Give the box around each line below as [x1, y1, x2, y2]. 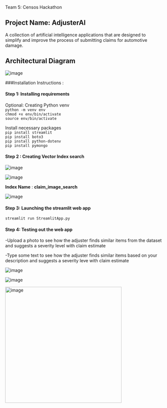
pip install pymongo [5, 143, 48, 148]
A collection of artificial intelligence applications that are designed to [5, 32, 146, 38]
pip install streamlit [5, 130, 52, 135]
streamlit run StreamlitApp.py [5, 216, 70, 221]
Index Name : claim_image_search [5, 184, 78, 190]
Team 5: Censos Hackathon [5, 4, 62, 10]
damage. [5, 42, 23, 48]
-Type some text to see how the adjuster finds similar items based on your [5, 252, 158, 258]
